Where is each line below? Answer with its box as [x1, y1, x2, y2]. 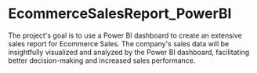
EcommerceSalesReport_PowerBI [8, 5, 232, 23]
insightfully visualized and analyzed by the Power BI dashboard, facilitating [8, 47, 250, 57]
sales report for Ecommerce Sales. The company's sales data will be [8, 38, 230, 48]
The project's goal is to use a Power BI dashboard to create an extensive [8, 31, 243, 40]
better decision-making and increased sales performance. [8, 56, 196, 65]
